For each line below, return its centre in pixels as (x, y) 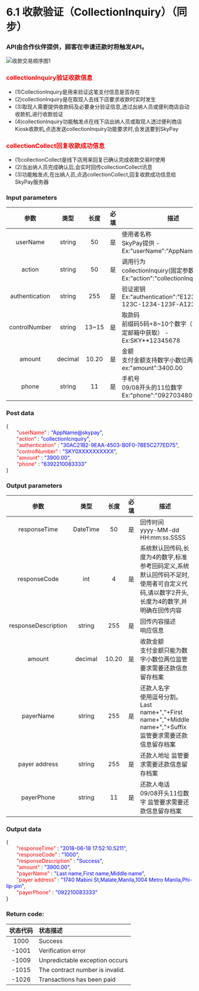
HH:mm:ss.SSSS (163, 537)
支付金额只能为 (161, 650)
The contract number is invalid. (82, 970)
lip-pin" (15, 886)
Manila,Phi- (178, 880)
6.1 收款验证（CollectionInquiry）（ (92, 12)
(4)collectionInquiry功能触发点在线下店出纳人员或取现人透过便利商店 (98, 121)
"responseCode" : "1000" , (48, 855)
